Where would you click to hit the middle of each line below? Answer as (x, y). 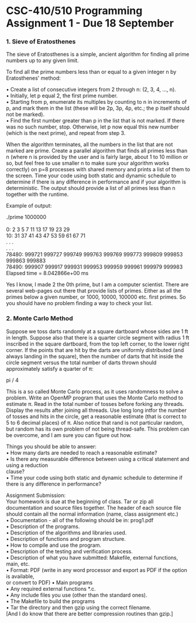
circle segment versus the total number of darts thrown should (81, 363)
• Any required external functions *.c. (51, 588)
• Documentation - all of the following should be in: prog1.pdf (80, 520)
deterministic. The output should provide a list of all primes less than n (91, 188)
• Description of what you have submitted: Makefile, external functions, (92, 557)
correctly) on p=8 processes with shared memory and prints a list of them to (98, 170)
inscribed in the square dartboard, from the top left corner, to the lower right (98, 344)
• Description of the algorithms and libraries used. (66, 533)
